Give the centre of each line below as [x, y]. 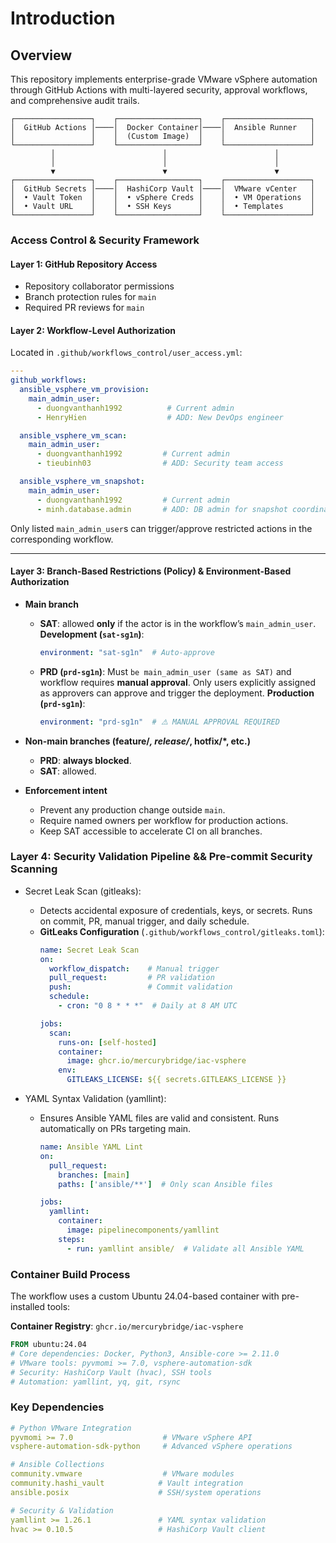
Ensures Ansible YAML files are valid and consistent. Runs [159, 1118]
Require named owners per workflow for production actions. [164, 820]
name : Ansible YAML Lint [91, 1147]
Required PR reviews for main [84, 308]
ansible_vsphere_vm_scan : [73, 435]
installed [28, 1306]
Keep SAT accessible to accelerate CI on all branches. [151, 831]
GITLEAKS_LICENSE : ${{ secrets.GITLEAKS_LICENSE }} [176, 1080]
